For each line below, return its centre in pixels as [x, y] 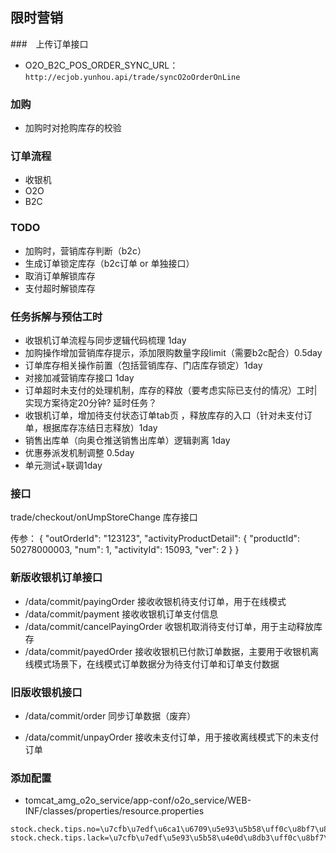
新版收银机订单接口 [56, 578]
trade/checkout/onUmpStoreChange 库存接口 [104, 517]
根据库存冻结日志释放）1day [100, 427]
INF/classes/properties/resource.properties [114, 811]
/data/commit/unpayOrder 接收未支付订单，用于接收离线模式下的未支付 [172, 737]
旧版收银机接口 [46, 692]
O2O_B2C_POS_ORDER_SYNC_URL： [101, 65]
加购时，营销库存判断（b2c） [85, 250]
